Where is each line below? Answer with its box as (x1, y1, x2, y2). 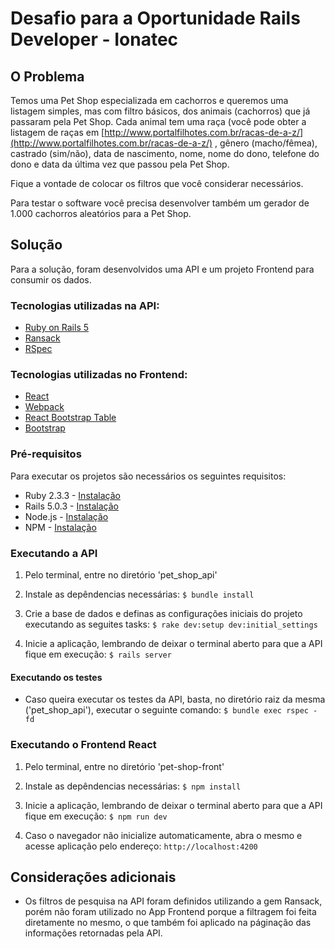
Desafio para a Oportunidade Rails (10, 7, 301, 30)
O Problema (10, 68, 85, 85)
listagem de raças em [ (10, 127, 105, 138)
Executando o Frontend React (10, 738, 157, 752)
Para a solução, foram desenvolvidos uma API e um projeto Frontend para (10, 263, 315, 275)
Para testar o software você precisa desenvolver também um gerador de (10, 197, 310, 209)
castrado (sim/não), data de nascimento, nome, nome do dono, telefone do (10, 148, 320, 159)
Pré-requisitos (10, 447, 82, 461)
